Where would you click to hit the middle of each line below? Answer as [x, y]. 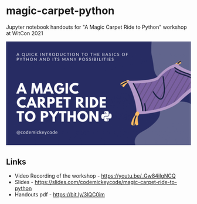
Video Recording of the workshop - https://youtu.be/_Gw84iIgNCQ [95, 176]
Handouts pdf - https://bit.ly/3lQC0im [60, 195]
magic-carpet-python [60, 11]
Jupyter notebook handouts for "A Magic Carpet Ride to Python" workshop [97, 27]
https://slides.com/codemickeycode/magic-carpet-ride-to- [106, 182]
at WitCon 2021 [25, 33]
